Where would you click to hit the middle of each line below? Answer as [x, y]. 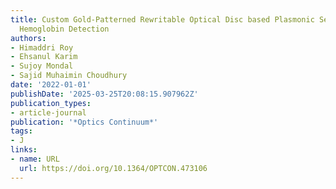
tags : [21, 131]
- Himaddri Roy [42, 47]
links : [24, 150]
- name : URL [35, 159]
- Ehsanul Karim [44, 57]
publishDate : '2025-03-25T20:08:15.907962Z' [104, 94]
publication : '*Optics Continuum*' [84, 122]
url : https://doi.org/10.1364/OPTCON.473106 [113, 168]
